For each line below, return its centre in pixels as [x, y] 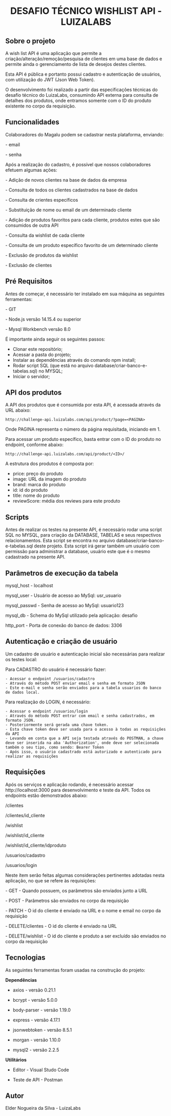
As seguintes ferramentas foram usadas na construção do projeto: [75, 970]
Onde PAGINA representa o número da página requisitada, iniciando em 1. [83, 429]
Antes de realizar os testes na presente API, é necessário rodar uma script [84, 529]
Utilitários [16, 1059]
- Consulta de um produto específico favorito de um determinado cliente [82, 245]
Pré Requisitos [29, 281]
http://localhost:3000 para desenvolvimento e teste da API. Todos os [78, 790]
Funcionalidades [33, 122]
